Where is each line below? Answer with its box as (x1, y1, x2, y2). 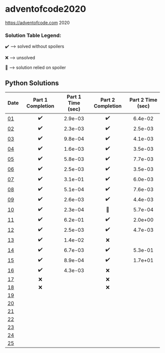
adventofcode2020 (5, 3, 86, 15)
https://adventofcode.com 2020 (5, 20, 70, 26)
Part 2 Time (129, 97, 158, 104)
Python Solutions (5, 79, 59, 87)
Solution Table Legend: (5, 32, 61, 39)
